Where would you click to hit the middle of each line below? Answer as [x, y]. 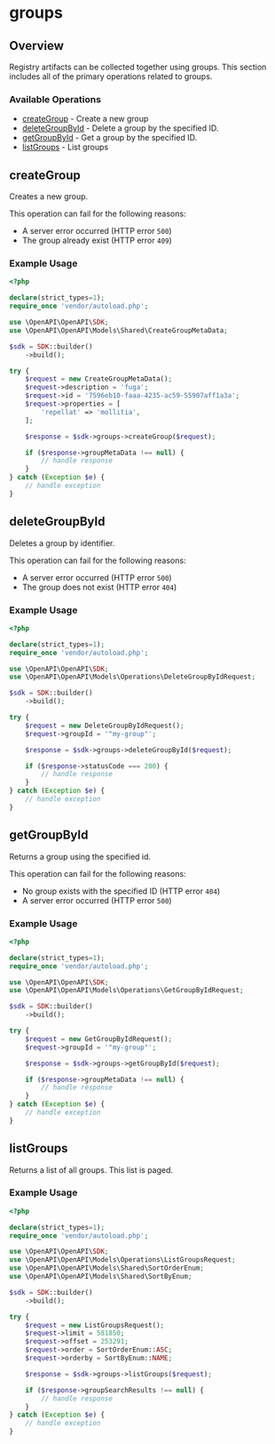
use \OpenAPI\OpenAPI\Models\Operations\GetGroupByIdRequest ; [126, 991]
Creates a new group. [49, 197]
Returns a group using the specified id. [80, 856]
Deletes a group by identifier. [62, 543]
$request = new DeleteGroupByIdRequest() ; [105, 726]
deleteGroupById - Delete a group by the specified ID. [120, 128]
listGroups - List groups [65, 147]
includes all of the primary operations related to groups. [111, 76]
